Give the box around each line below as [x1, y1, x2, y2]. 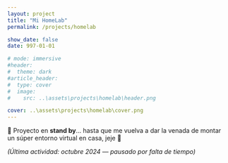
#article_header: [7, 74, 59, 81]
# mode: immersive [7, 56, 61, 63]
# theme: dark [7, 68, 52, 75]
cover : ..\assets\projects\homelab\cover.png [7, 107, 143, 115]
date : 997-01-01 [7, 43, 55, 50]
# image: [7, 88, 37, 95]
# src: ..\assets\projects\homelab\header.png [7, 94, 157, 102]
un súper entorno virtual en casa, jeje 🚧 [7, 134, 122, 143]
